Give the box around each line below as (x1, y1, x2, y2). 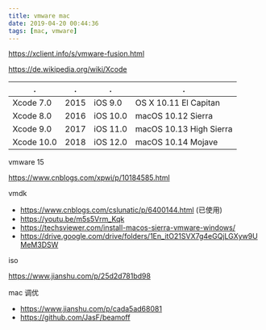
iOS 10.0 (94, 111, 127, 122)
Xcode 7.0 (12, 98, 52, 109)
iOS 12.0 (94, 136, 127, 148)
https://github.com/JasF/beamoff (19, 312, 131, 323)
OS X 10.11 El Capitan (135, 98, 220, 109)
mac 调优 (8, 288, 39, 298)
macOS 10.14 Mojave (135, 136, 218, 148)
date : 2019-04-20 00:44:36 (8, 19, 99, 27)
